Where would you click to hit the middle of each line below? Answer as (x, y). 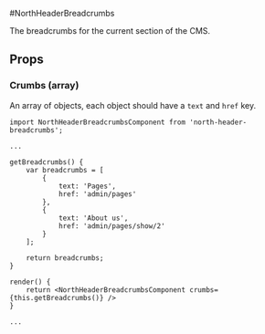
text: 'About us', (93, 218)
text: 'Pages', (87, 186)
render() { (30, 282)
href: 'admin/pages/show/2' (112, 226)
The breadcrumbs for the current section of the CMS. (110, 31)
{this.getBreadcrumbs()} (57, 297)
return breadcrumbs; (65, 258)
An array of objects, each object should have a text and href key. (133, 105)
